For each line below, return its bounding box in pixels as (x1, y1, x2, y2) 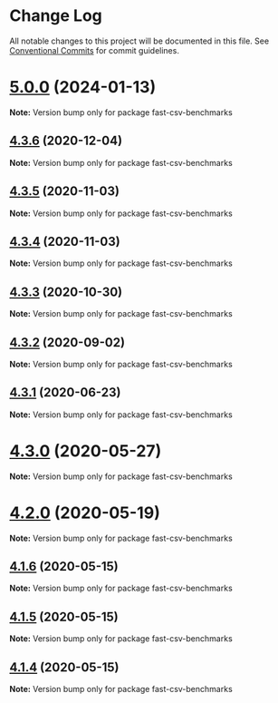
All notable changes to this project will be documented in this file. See (9, 35, 270, 46)
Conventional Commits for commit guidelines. (9, 44, 179, 55)
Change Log (9, 5, 102, 26)
